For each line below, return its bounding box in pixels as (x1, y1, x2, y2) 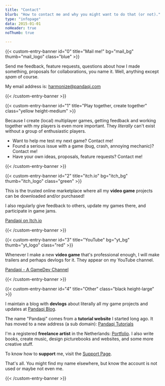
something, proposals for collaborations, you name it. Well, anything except (5, 69, 159, 75)
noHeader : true (5, 26, 37, 31)
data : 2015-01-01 (5, 21, 41, 26)
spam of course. (5, 74, 39, 79)
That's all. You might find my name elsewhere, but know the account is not (5, 361, 158, 366)
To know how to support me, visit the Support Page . (5, 351, 112, 357)
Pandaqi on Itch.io (5, 218, 42, 224)
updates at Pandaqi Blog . (5, 306, 56, 312)
